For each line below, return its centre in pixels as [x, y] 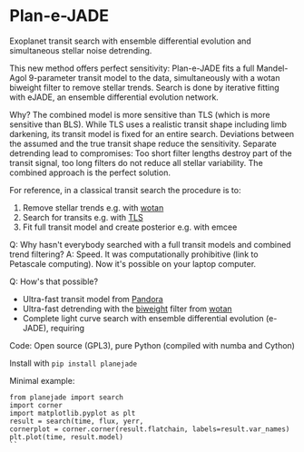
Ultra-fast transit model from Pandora [93, 299]
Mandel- [272, 68]
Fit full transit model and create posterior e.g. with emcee [130, 227]
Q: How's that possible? [54, 281]
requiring [67, 328]
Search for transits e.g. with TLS [83, 217]
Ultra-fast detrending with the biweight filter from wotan [127, 309]
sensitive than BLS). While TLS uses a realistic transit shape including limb [148, 124]
